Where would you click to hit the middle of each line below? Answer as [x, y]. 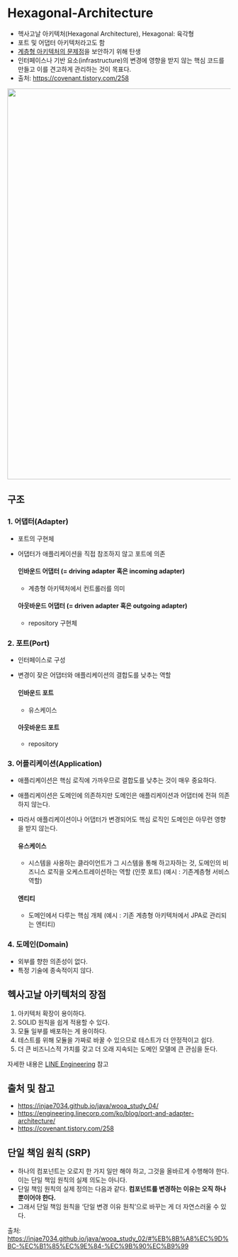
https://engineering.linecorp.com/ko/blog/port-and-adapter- [106, 1113]
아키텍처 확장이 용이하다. [52, 1013]
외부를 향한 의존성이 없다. [53, 961]
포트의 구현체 [36, 539]
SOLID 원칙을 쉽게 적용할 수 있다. [63, 1022]
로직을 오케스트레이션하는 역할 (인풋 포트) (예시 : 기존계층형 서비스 [138, 872]
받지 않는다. [41, 829]
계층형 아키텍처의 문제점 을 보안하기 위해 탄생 [79, 51]
